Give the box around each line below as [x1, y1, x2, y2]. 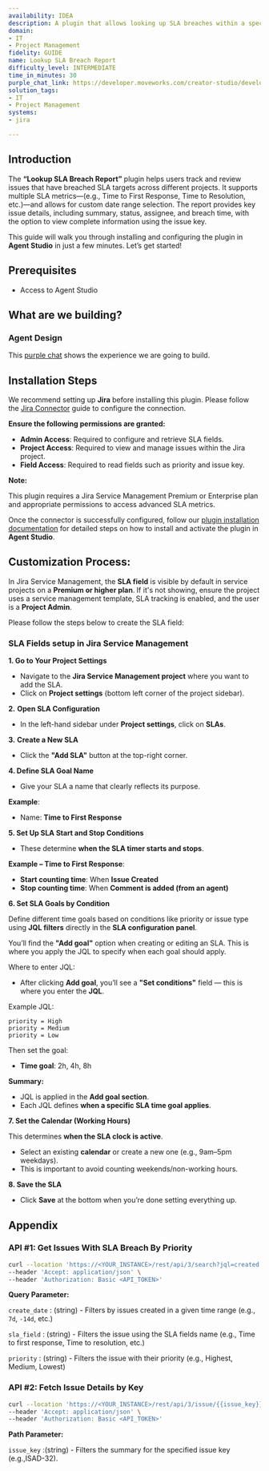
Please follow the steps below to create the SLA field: [8, 618, 184, 627]
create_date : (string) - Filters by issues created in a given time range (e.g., [8, 1305, 256, 1315]
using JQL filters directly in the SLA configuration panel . [8, 923, 198, 933]
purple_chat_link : [8, 79, 70, 87]
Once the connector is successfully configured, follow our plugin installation [8, 515, 260, 525]
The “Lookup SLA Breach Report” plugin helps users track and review [8, 174, 242, 183]
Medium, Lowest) [8, 1362, 66, 1372]
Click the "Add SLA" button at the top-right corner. [19, 751, 188, 760]
